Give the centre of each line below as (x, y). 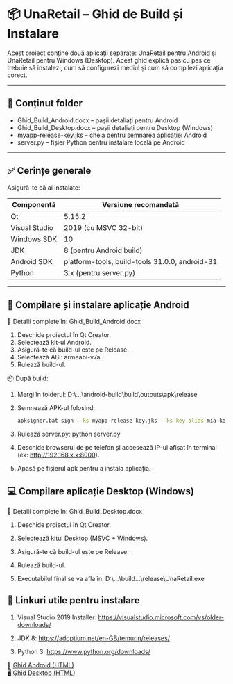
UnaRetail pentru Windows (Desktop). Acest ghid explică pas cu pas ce (109, 60)
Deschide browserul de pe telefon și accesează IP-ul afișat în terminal (117, 448)
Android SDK (32, 261)
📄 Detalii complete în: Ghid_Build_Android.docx (74, 322)
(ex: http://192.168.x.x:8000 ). (58, 455)
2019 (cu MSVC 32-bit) (103, 227)
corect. (17, 75)
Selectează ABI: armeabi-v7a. (60, 357)
